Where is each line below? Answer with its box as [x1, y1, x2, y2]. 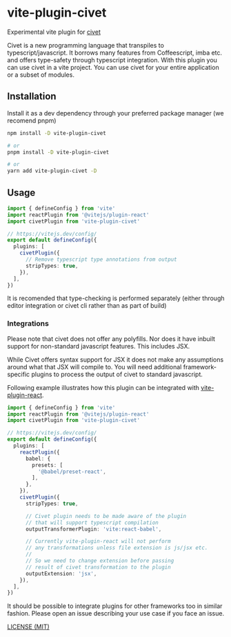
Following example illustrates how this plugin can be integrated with [7, 383, 200, 391]
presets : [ [32, 461, 63, 468]
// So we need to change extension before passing [25, 557, 174, 564]
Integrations [7, 319, 50, 329]
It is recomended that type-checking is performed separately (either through [7, 294, 225, 302]
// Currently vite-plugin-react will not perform [25, 538, 171, 545]
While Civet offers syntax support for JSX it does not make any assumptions [7, 355, 224, 364]
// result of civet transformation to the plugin [25, 564, 171, 571]
